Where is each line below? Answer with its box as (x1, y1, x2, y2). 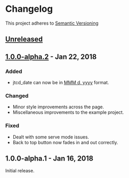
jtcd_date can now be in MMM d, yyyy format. (12, 80, 110, 86)
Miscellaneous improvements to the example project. (12, 109, 124, 115)
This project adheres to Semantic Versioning (5, 20, 98, 26)
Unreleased (5, 35, 43, 44)
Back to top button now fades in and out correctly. (12, 139, 118, 145)
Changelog (5, 3, 53, 15)
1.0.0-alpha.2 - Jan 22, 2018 (5, 52, 97, 61)
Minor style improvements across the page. (12, 104, 105, 110)
